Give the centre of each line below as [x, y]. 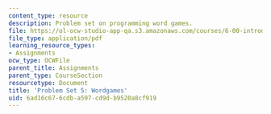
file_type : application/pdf [56, 38]
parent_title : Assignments [54, 68]
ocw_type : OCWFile [39, 61]
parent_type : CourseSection [56, 75]
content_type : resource [48, 16]
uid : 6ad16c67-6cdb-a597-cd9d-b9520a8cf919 [83, 98]
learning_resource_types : [52, 46]
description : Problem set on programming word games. [101, 23]
